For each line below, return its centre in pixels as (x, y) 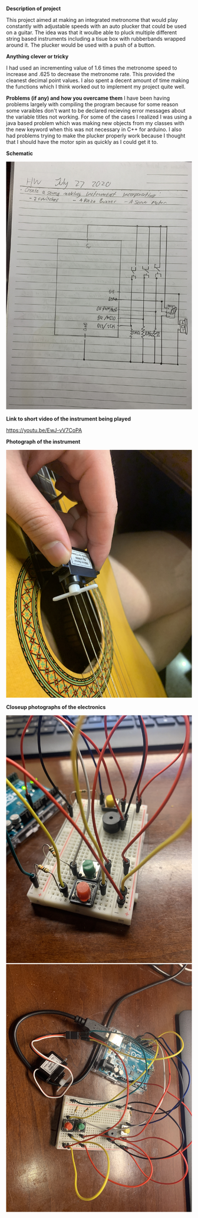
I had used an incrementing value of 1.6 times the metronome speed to (92, 68)
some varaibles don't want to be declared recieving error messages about (96, 111)
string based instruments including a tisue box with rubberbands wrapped (96, 39)
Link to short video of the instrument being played (69, 419)
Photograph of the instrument (43, 441)
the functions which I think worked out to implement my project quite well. (96, 87)
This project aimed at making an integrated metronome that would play (92, 20)
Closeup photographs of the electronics (56, 707)
